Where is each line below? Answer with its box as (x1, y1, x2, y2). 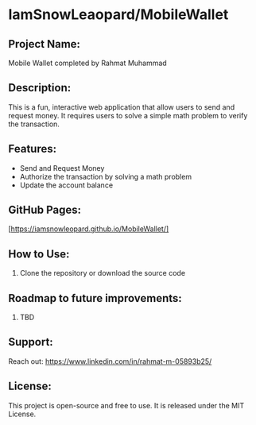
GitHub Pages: (8, 203, 82, 217)
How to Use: (8, 247, 70, 261)
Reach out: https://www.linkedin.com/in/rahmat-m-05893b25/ (8, 356, 212, 366)
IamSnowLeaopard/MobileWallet (8, 6, 229, 24)
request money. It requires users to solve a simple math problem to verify (8, 110, 248, 120)
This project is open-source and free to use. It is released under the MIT (8, 400, 245, 410)
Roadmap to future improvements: (8, 292, 183, 305)
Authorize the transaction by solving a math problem (19, 172, 192, 181)
